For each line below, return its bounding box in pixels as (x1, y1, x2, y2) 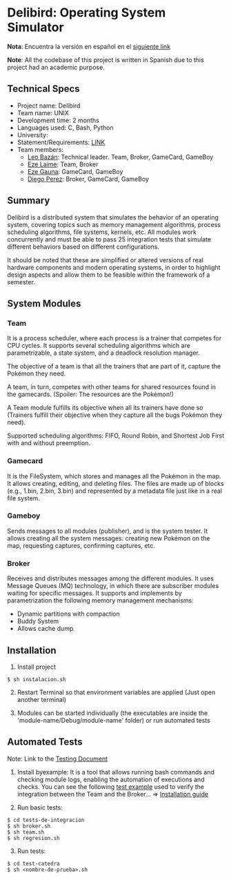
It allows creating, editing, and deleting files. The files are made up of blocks (7, 479, 224, 487)
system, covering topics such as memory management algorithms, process (7, 220, 221, 228)
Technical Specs (7, 83, 81, 95)
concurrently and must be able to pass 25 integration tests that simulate (7, 235, 212, 243)
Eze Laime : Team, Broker (27, 160, 99, 168)
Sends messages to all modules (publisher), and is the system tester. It (7, 527, 208, 535)
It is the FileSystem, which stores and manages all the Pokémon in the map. (7, 471, 222, 480)
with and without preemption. (7, 439, 91, 447)
